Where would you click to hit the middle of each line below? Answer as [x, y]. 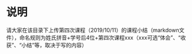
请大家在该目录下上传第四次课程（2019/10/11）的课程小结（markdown [93, 30]
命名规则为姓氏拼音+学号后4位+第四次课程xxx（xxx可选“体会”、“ [100, 37]
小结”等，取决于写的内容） [54, 45]
